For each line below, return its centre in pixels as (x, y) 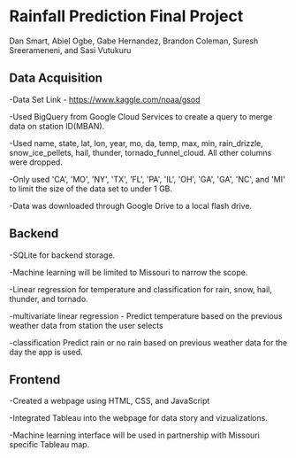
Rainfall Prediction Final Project (126, 16)
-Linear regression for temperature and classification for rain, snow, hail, (140, 289)
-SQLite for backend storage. (62, 255)
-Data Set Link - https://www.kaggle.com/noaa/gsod (105, 99)
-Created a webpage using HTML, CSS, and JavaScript (110, 401)
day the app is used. (46, 352)
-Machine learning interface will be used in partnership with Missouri (135, 435)
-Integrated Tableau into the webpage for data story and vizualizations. (138, 418)
